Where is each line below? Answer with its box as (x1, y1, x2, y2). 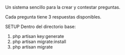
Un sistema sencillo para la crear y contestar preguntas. (5, 4, 121, 10)
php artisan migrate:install (12, 38, 66, 44)
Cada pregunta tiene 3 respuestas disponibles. (5, 14, 101, 19)
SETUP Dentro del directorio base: (5, 23, 76, 29)
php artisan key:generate (12, 33, 64, 39)
